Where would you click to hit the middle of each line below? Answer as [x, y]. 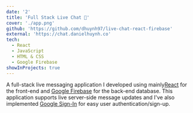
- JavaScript [28, 51]
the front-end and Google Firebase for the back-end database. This [89, 91]
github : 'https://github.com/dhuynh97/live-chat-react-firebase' [89, 29]
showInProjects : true [33, 68]
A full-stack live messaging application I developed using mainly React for [97, 85]
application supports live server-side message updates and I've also [91, 97]
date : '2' [19, 12]
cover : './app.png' [31, 23]
